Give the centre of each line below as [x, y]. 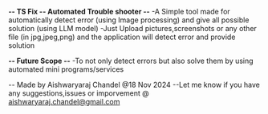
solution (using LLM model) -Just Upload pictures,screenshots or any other [132, 28]
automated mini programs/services [66, 69]
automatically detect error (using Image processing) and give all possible [129, 20]
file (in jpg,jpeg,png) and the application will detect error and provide [122, 37]
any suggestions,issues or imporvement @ [79, 93]
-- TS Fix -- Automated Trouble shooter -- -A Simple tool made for [119, 12]
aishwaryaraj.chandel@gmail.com [64, 102]
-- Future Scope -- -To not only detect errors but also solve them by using [131, 61]
